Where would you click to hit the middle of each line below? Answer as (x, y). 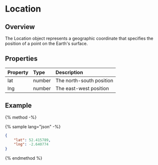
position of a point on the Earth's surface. (47, 44)
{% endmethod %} (24, 158)
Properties (21, 59)
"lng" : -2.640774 (31, 144)
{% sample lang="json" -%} (33, 126)
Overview (20, 27)
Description (69, 72)
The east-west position (82, 88)
